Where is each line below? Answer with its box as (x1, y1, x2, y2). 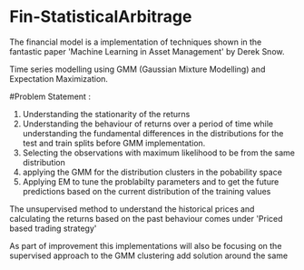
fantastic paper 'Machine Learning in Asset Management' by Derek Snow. (9, 45, 285, 56)
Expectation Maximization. (9, 73, 109, 84)
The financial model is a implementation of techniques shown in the (9, 36, 262, 47)
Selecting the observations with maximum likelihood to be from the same (22, 147, 295, 158)
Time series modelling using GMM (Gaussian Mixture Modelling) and (9, 64, 266, 75)
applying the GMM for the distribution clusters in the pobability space (22, 166, 283, 177)
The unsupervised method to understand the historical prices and (9, 203, 255, 215)
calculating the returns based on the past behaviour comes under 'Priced (9, 213, 283, 224)
